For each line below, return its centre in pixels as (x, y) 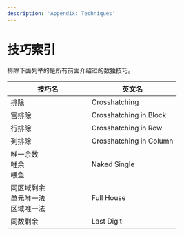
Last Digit (107, 221)
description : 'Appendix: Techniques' (61, 13)
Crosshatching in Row (127, 128)
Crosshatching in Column (133, 141)
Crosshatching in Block (129, 115)
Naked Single (113, 164)
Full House (109, 197)
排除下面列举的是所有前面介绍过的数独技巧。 (71, 70)
